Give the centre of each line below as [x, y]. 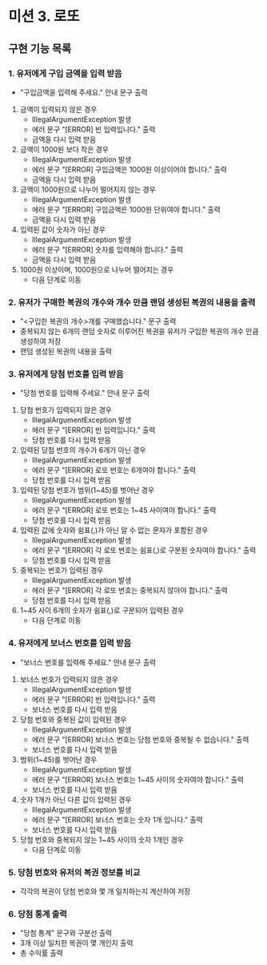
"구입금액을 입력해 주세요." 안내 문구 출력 [84, 92]
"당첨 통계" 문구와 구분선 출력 [66, 933]
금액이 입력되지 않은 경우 [58, 109]
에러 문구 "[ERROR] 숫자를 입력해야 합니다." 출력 [108, 249]
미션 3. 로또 [44, 16]
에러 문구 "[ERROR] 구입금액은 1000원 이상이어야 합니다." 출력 [130, 169]
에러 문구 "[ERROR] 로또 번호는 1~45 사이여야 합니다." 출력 [124, 511]
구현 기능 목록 [40, 48]
